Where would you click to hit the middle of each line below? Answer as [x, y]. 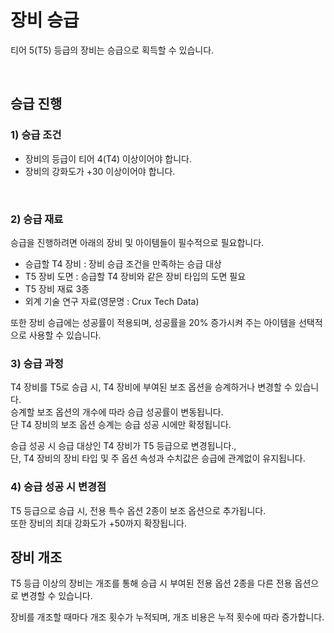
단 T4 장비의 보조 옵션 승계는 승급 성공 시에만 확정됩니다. [121, 425]
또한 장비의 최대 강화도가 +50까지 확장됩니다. [98, 523]
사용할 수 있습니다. [65, 335]
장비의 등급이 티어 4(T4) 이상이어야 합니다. [108, 158]
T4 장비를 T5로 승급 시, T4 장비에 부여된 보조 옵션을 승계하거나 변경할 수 [151, 387]
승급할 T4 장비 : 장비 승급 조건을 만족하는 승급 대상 [123, 263]
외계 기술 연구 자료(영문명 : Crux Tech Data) [112, 301]
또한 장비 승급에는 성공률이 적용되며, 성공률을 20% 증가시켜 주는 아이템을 [153, 322]
